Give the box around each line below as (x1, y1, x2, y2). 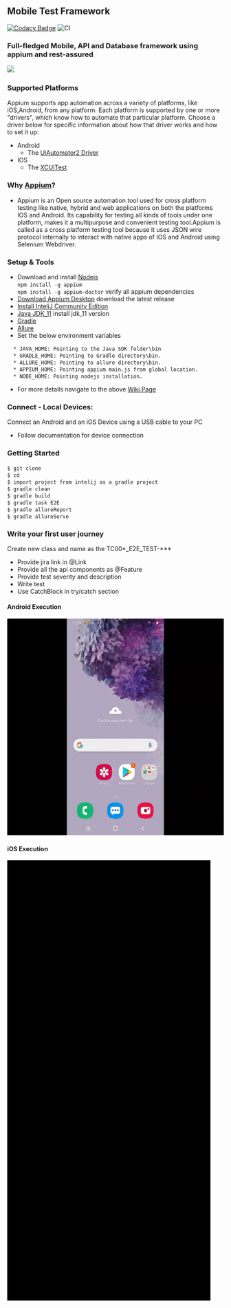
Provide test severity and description (16, 572, 122, 581)
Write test (16, 579, 45, 588)
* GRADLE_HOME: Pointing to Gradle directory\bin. (13, 352, 162, 359)
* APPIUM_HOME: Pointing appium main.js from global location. (13, 366, 198, 373)
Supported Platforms (7, 83, 79, 93)
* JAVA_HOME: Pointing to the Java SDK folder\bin (13, 345, 162, 352)
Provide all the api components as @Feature (16, 565, 142, 573)
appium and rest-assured (7, 50, 94, 59)
